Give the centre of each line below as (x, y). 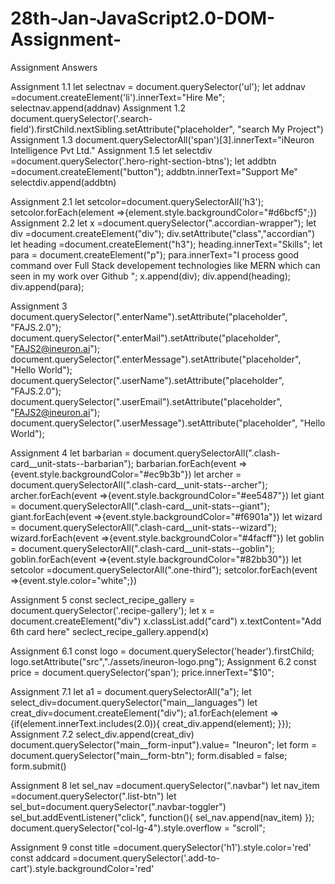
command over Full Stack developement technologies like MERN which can (165, 265)
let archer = (217, 474)
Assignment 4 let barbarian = (70, 453)
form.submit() (38, 766)
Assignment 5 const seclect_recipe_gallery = (102, 599)
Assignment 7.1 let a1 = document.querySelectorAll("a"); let (131, 691)
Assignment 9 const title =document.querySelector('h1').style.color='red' (161, 847)
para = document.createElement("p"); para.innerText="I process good (155, 254)
